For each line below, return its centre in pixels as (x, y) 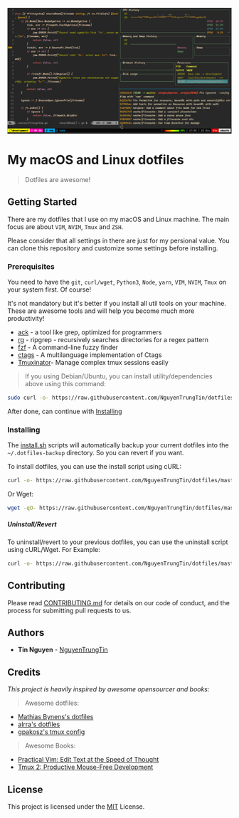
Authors (26, 633)
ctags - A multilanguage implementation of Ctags (90, 355)
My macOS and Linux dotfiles (96, 160)
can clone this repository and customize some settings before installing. (113, 248)
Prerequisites (31, 266)
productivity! (26, 319)
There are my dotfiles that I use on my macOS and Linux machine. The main (118, 219)
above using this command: (65, 384)
